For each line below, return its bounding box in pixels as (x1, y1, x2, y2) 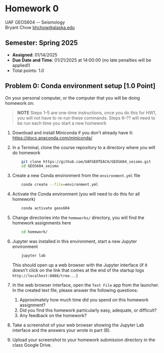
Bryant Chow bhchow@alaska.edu (5, 24, 75, 30)
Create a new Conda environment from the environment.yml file (12, 173, 141, 179)
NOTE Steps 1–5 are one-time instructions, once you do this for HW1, (17, 109, 157, 116)
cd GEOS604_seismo (21, 163, 59, 169)
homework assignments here (12, 220, 71, 226)
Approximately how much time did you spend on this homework (19, 296, 149, 303)
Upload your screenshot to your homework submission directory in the (12, 337, 156, 343)
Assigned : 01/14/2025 (12, 52, 57, 58)
